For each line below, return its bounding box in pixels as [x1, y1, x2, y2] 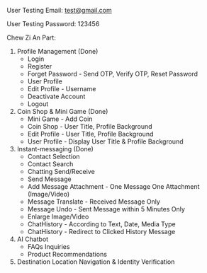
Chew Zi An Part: [6, 33, 56, 42]
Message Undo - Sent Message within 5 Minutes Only [27, 205, 186, 213]
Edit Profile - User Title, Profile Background [27, 130, 154, 138]
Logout [27, 100, 49, 108]
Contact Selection [27, 152, 80, 161]
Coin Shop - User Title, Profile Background [27, 122, 153, 130]
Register [27, 62, 52, 70]
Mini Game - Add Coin [27, 115, 93, 123]
